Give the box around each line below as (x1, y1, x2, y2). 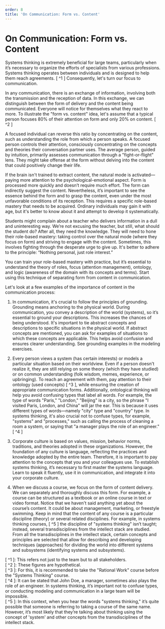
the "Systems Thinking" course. (5, 572, 70, 578)
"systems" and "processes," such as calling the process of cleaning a (12, 418, 154, 424)
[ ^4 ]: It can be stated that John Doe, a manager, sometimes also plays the (5, 578, 157, 584)
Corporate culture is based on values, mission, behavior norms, (12, 439, 141, 444)
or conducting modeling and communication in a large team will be (5, 588, 140, 594)
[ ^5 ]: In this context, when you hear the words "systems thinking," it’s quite (5, 598, 159, 604)
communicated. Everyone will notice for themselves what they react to (5, 106, 148, 112)
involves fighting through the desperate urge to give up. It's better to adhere (5, 244, 160, 250)
